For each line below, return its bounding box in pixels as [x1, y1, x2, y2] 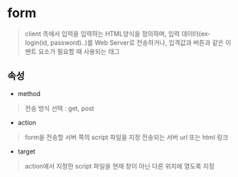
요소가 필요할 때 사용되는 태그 [38, 47, 120, 55]
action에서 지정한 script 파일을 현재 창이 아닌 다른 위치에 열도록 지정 [24, 161, 215, 170]
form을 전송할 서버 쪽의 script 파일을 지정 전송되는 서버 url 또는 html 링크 [24, 133, 229, 141]
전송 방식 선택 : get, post [24, 104, 94, 112]
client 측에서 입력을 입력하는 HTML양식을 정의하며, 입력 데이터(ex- [24, 29, 211, 38]
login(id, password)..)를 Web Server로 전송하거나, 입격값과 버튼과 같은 [24, 38, 224, 47]
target [17, 147, 36, 156]
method [17, 89, 41, 97]
